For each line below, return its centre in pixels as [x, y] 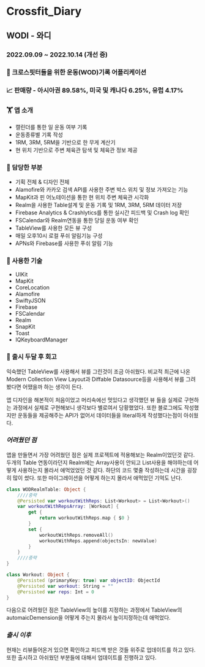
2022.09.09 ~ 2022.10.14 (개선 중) [57, 55]
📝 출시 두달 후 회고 [32, 357]
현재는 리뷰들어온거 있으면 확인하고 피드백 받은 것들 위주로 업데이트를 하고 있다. [101, 650]
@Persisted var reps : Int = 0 [56, 592]
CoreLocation [32, 287]
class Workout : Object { [38, 575]
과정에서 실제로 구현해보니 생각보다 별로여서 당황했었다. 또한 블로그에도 [98, 407]
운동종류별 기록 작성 [39, 135]
